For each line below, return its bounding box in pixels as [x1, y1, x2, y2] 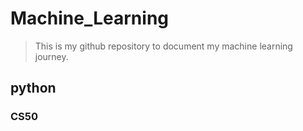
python [10, 80, 57, 97]
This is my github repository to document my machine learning [34, 40, 293, 52]
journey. [34, 50, 69, 62]
